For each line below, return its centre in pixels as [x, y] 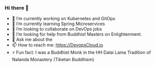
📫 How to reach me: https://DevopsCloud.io [57, 45]
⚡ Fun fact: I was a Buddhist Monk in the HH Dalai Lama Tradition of [81, 52]
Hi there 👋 [17, 8]
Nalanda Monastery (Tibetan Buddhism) [53, 60]
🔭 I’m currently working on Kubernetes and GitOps [64, 19]
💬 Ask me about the [32, 39]
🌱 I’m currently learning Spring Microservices [58, 24]
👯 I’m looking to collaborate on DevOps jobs [57, 29]
